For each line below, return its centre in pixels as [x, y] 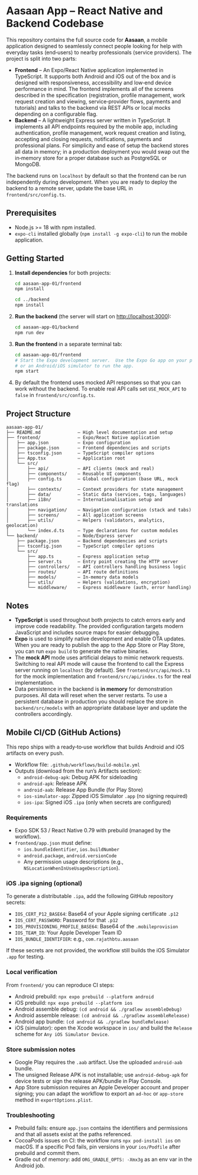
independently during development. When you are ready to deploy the [92, 182]
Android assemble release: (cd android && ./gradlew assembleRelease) [102, 1015]
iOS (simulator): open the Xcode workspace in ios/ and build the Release [103, 1028]
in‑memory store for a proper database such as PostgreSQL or [91, 158]
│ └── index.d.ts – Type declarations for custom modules [92, 531]
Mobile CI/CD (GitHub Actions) [64, 733]
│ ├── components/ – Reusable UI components [74, 474]
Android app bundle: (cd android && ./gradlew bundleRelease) [92, 1021]
